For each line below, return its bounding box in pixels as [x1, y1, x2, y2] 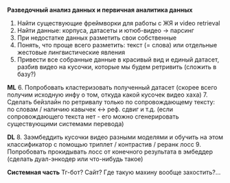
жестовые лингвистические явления [16, 48, 126, 56]
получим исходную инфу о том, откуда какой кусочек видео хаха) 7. [7, 90, 208, 99]
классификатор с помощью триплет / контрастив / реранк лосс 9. [7, 141, 201, 148]
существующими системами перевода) [7, 120, 124, 127]
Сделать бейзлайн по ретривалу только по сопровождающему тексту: [7, 98, 215, 106]
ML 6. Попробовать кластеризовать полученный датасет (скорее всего [7, 84, 218, 91]
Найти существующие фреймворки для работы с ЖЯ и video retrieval [16, 19, 220, 27]
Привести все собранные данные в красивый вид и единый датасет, [16, 56, 220, 64]
